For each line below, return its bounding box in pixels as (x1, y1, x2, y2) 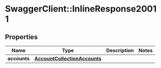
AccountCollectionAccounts (34, 55, 102, 62)
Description (106, 47, 134, 54)
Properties (5, 33, 38, 41)
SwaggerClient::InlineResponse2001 (5, 3, 157, 14)
